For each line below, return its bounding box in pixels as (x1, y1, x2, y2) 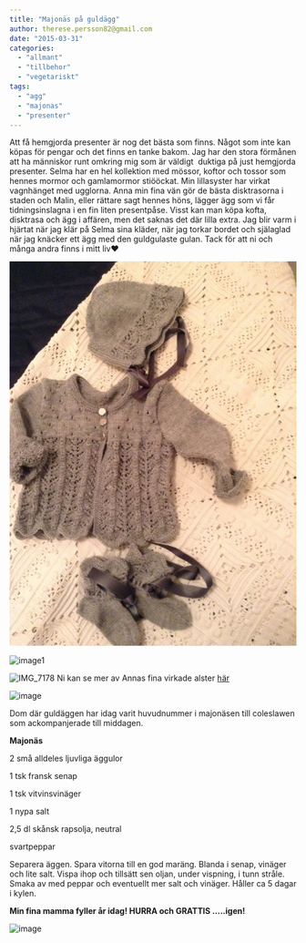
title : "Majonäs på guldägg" (9, 15, 120, 24)
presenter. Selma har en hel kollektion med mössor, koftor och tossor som (9, 166, 287, 177)
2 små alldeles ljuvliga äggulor (9, 753, 123, 764)
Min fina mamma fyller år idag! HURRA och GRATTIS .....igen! (9, 906, 246, 916)
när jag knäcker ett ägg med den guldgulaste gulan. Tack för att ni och (9, 233, 273, 245)
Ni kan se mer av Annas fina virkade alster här (56, 672, 230, 683)
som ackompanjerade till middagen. (9, 718, 144, 728)
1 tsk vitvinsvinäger (9, 788, 82, 799)
